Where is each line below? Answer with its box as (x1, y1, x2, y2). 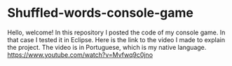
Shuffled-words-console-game (7, 5, 194, 21)
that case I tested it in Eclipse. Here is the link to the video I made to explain (7, 35, 226, 44)
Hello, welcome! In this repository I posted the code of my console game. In (7, 28, 226, 37)
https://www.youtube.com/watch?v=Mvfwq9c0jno (7, 51, 153, 59)
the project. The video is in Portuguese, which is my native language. (7, 43, 207, 51)
